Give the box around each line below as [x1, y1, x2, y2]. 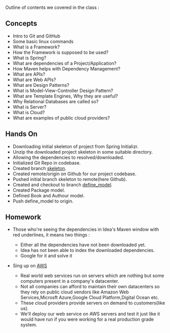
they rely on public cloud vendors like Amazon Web [20, 289, 129, 295]
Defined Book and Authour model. [12, 192, 85, 198]
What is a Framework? [12, 44, 60, 50]
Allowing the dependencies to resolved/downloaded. [12, 154, 124, 160]
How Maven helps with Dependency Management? [12, 65, 121, 71]
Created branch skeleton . [12, 165, 67, 171]
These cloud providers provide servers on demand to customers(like [20, 300, 165, 306]
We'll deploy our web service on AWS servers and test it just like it [20, 311, 160, 317]
